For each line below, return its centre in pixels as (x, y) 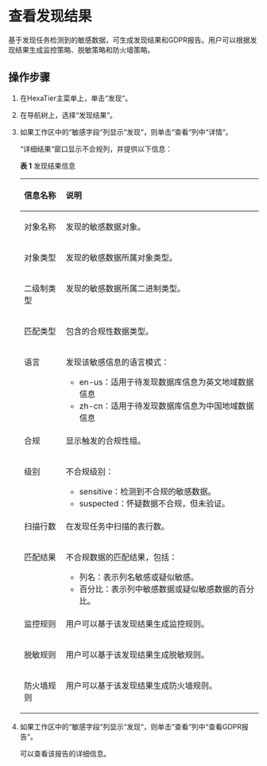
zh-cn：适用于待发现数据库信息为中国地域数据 (166, 405)
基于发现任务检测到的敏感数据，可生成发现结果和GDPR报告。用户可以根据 (129, 40)
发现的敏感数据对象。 (105, 226)
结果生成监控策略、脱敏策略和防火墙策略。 (85, 49)
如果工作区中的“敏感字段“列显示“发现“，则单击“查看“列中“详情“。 (126, 131)
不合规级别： (89, 471)
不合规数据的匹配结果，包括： (121, 557)
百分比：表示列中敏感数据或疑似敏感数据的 (159, 588)
